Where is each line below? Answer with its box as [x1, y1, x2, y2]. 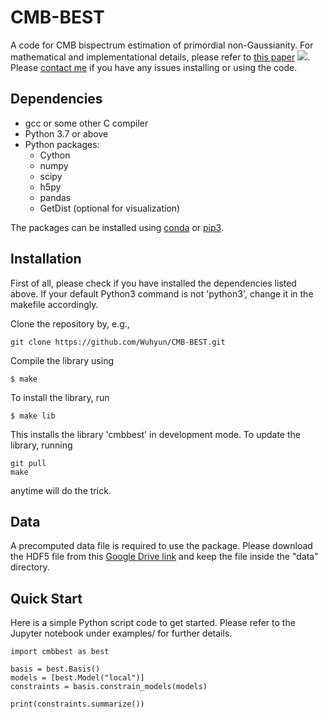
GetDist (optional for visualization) [39, 202, 181, 214]
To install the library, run [10, 391, 110, 403]
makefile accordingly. [10, 298, 99, 310]
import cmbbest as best [10, 647, 110, 657]
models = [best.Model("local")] [10, 673, 145, 683]
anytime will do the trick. [10, 484, 112, 496]
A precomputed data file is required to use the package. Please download [10, 540, 313, 552]
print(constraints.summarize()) [10, 699, 145, 710]
